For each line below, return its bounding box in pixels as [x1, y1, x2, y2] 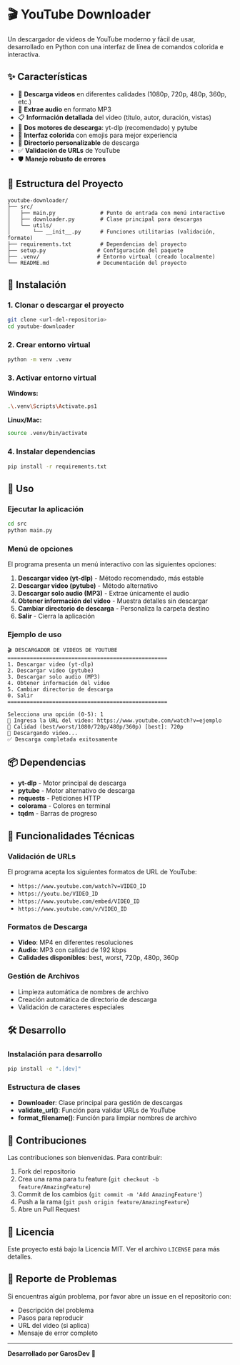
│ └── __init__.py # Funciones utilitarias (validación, [7, 228, 216, 235]
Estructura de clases [7, 1082, 81, 1092]
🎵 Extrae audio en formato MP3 [17, 105, 112, 114]
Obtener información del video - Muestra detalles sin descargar [17, 596, 209, 605]
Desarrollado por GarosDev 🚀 [7, 1349, 96, 1358]
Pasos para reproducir [17, 1313, 84, 1322]
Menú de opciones [7, 544, 74, 554]
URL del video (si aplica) [17, 1321, 90, 1329]
